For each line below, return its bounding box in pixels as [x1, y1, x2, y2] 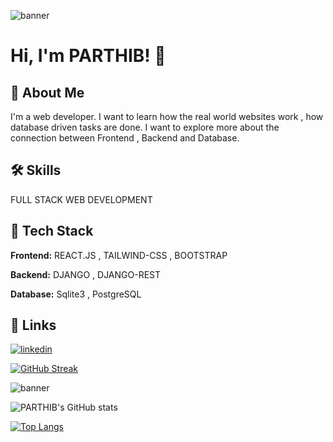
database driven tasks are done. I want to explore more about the [10, 121, 280, 133]
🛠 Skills [10, 162, 62, 179]
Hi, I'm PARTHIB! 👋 [10, 45, 167, 67]
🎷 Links [10, 317, 57, 334]
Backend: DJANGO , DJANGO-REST [10, 268, 162, 280]
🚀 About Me [10, 84, 85, 101]
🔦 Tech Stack [10, 223, 94, 240]
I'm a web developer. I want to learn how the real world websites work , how [10, 111, 324, 122]
